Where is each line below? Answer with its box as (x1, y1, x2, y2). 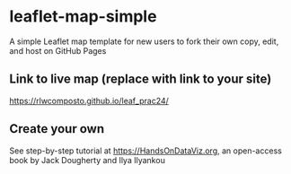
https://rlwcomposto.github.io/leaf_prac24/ (9, 95, 169, 106)
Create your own (9, 121, 105, 136)
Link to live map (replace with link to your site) (9, 72, 272, 87)
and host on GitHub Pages (9, 45, 107, 56)
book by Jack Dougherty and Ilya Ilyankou (9, 154, 166, 165)
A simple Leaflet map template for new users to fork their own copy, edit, (9, 36, 279, 47)
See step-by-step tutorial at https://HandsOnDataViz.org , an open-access (9, 145, 283, 156)
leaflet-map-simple (9, 6, 157, 27)
